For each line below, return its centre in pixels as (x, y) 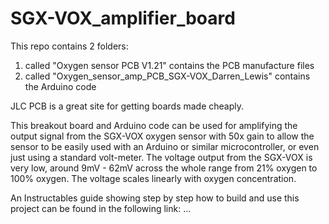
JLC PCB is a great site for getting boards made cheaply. (127, 106)
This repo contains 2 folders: (69, 46)
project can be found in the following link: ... (101, 208)
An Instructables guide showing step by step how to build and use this (155, 198)
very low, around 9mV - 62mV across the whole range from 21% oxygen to (164, 168)
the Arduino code (60, 86)
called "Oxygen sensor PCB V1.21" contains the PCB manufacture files (169, 65)
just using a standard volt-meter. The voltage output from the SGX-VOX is (161, 157)
